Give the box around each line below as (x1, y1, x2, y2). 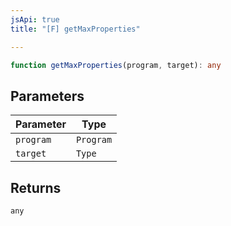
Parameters (10, 87, 85, 105)
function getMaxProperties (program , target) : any (10, 60, 222, 70)
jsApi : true (10, 14, 60, 25)
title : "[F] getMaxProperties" (10, 24, 141, 34)
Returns (10, 179, 62, 196)
